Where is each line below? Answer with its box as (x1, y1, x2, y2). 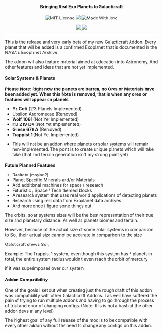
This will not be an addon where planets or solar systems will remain (12, 141, 149, 147)
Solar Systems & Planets (5, 75, 56, 81)
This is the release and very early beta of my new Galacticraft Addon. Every (5, 39, 156, 45)
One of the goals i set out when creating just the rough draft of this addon (5, 287, 152, 293)
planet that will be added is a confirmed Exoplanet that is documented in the (5, 44, 157, 50)
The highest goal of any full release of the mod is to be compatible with (5, 317, 147, 323)
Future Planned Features (5, 162, 56, 168)
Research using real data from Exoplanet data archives (12, 198, 122, 204)
